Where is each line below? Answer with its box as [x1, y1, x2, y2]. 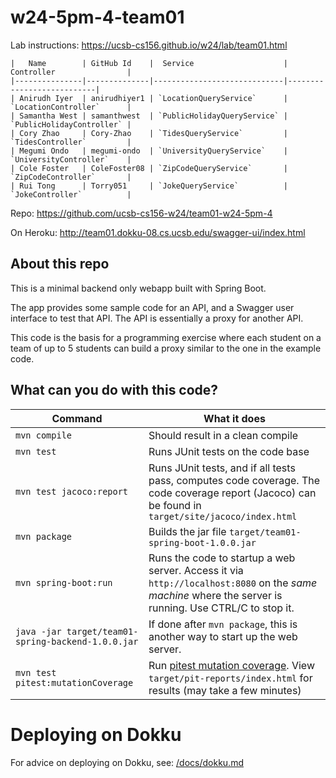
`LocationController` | [10, 102, 132, 112]
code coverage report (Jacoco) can [148, 486, 317, 500]
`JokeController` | [10, 189, 132, 200]
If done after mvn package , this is [148, 617, 298, 631]
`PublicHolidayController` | [10, 119, 132, 130]
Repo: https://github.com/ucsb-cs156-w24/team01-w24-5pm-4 [10, 207, 273, 219]
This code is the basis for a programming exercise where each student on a [10, 331, 322, 343]
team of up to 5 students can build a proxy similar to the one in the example [10, 342, 322, 354]
